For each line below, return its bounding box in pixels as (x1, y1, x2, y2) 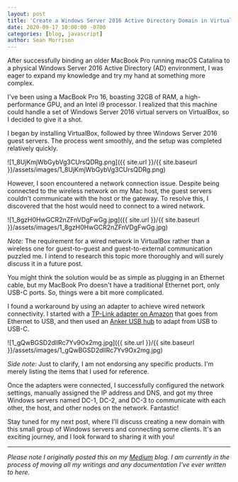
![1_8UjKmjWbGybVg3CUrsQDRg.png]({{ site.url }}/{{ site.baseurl (7, 158, 198, 167)
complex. (7, 79, 35, 87)
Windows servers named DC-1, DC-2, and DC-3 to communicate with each (7, 396, 226, 405)
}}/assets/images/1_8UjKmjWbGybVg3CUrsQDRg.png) (7, 165, 166, 174)
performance (7, 100, 46, 109)
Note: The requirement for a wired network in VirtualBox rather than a (7, 237, 210, 246)
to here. (7, 468, 30, 476)
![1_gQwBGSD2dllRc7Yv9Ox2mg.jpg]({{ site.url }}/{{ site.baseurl (7, 339, 195, 347)
